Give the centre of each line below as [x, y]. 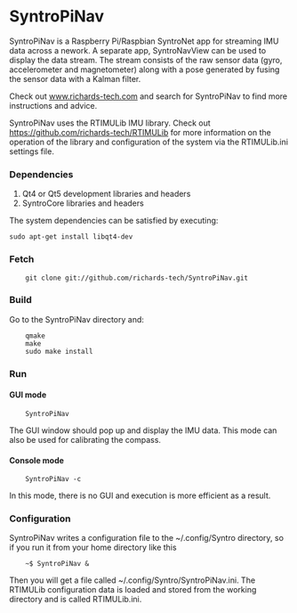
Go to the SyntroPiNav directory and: [77, 319]
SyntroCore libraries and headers [83, 203]
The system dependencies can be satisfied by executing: [114, 221]
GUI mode [28, 395]
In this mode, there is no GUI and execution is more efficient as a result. [140, 495]
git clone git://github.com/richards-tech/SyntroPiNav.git [137, 278]
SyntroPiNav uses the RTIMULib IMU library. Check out [110, 123]
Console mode [37, 460]
